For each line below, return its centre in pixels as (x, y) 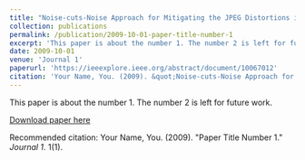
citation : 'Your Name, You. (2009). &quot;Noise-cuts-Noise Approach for (152, 77)
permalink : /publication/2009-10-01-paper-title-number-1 (121, 34)
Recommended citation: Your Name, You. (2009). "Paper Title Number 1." (146, 137)
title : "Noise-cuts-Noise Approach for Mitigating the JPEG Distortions (150, 18)
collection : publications (58, 26)
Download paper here (50, 119)
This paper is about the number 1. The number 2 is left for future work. (141, 102)
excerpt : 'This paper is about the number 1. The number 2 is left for (148, 43)
